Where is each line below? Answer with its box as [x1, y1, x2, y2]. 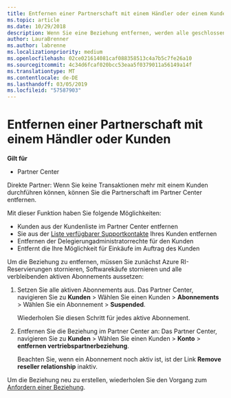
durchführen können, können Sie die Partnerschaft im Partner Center [7, 188, 203, 197]
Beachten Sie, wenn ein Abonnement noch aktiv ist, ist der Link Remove [16, 355, 221, 364]
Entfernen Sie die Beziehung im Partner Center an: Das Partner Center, [16, 327, 218, 335]
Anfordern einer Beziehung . [7, 384, 86, 392]
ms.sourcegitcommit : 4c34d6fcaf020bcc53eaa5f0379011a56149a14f [7, 61, 192, 68]
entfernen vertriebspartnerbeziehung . [16, 342, 129, 350]
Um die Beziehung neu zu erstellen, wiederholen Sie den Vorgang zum [7, 376, 208, 384]
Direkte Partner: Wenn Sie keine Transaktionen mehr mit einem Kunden [7, 181, 208, 190]
